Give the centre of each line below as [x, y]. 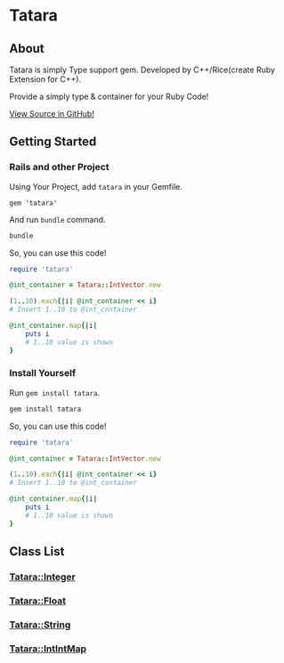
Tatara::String [40, 625]
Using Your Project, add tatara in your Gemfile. [96, 186]
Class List [37, 552]
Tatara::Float [38, 601]
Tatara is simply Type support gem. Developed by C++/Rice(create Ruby [142, 70]
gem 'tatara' [33, 203]
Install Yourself [43, 373]
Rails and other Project [59, 168]
